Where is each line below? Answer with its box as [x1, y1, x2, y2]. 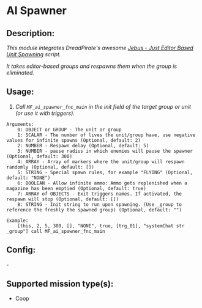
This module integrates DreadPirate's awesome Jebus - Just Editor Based [6, 44, 194, 51]
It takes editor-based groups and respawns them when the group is [6, 62, 178, 70]
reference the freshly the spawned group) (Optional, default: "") [6, 207, 182, 213]
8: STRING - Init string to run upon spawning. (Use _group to [17, 201, 182, 208]
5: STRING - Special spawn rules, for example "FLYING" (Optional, [17, 169, 193, 175]
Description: [6, 28, 55, 38]
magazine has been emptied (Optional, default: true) [6, 185, 147, 191]
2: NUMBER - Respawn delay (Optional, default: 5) [17, 142, 149, 148]
